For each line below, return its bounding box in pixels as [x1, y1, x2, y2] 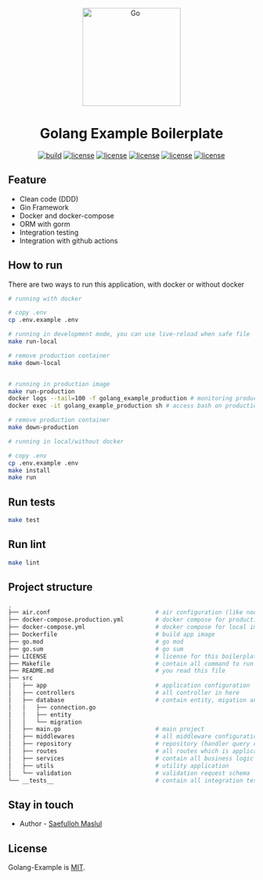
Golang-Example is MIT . [8, 863, 86, 871]
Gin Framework [19, 203, 69, 212]
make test [8, 517, 41, 524]
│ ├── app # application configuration [8, 681, 250, 690]
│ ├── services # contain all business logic [8, 754, 254, 762]
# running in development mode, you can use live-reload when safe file [8, 330, 250, 338]
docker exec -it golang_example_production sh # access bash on [8, 402, 222, 410]
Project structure [8, 581, 93, 594]
